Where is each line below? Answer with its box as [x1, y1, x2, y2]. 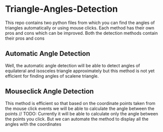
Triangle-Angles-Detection [5, 3, 118, 15]
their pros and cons [5, 35, 45, 41]
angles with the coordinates [5, 121, 62, 127]
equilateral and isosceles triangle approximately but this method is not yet [5, 68, 155, 74]
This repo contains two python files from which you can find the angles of [5, 20, 155, 26]
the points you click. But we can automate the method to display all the [5, 116, 149, 122]
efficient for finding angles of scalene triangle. [5, 73, 99, 79]
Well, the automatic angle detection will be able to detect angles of [5, 62, 140, 68]
